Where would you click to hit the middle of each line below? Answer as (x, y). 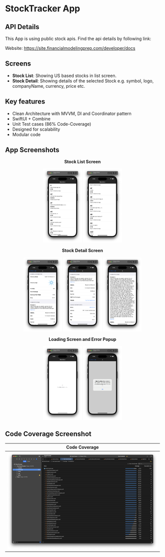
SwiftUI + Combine (31, 118)
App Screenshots (32, 150)
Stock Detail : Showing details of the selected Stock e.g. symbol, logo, (83, 81)
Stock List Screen (82, 162)
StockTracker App (43, 9)
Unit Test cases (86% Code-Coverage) (52, 124)
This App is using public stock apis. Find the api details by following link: (78, 38)
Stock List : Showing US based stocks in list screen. (64, 75)
